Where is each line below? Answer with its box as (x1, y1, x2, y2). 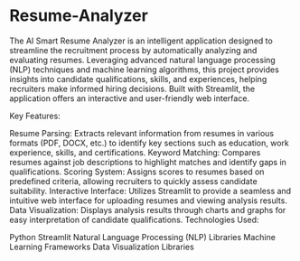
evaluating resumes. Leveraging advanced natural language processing (9, 54, 276, 65)
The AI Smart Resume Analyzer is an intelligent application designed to (9, 35, 273, 46)
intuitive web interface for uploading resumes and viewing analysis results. (9, 195, 287, 206)
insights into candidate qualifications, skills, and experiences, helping (9, 73, 267, 84)
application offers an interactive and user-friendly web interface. (9, 92, 250, 104)
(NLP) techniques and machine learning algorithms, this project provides (9, 64, 280, 75)
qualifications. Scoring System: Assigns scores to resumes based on (9, 166, 265, 177)
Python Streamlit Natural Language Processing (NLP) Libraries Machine (9, 231, 276, 242)
